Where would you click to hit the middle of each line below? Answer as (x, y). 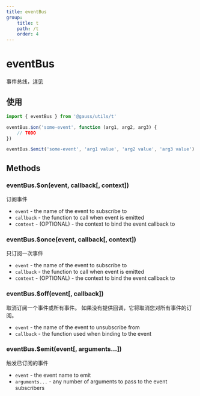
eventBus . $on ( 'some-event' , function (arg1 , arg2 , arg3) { (82, 127)
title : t (28, 23)
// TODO (26, 133)
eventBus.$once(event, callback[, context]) (71, 240)
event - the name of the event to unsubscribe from (77, 327)
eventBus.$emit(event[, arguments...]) (64, 349)
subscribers (30, 388)
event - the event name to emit (53, 375)
